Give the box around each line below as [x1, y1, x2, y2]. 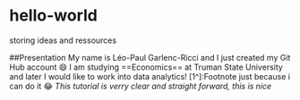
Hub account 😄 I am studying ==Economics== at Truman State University [9, 62, 284, 72]
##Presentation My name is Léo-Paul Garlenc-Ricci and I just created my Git [9, 52, 291, 62]
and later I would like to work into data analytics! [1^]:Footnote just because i [9, 71, 291, 81]
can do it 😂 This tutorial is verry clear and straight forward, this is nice [9, 80, 272, 91]
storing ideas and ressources [9, 35, 117, 46]
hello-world [9, 5, 99, 26]
